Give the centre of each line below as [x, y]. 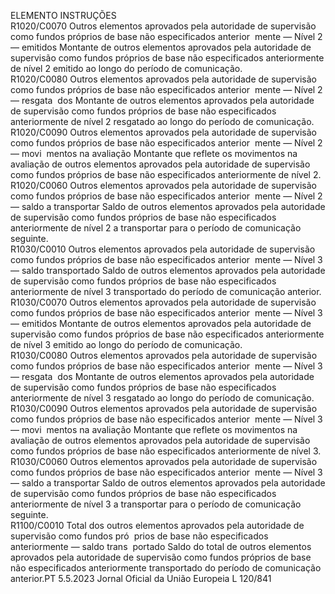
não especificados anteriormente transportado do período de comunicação [166, 568]
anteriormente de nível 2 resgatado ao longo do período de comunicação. [162, 121]
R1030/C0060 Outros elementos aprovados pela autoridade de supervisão [164, 461]
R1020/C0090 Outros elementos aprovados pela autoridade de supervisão [164, 132]
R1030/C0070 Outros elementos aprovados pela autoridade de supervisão [163, 302]
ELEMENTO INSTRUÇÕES [63, 15]
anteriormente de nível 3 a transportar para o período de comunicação [156, 504]
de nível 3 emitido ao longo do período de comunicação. [126, 344]
